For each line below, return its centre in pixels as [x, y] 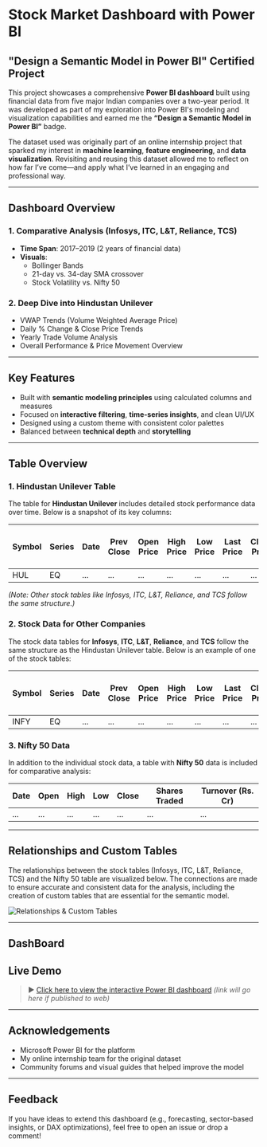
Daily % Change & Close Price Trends [81, 328]
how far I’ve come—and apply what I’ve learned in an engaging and [119, 167]
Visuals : [33, 257]
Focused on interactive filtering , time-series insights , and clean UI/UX [137, 414]
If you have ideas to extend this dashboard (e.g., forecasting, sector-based [131, 1118]
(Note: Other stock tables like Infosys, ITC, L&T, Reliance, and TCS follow [128, 595]
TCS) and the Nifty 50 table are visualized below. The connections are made [133, 878]
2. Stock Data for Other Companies [77, 624]
